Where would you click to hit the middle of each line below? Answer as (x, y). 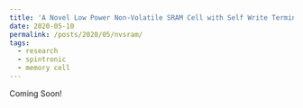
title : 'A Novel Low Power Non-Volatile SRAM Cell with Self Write (139, 18)
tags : (19, 43)
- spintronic (42, 59)
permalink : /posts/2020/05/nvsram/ (76, 34)
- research (38, 51)
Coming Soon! (36, 93)
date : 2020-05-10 (42, 26)
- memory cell (44, 68)
